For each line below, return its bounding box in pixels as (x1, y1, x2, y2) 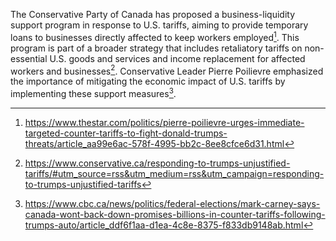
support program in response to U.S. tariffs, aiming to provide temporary (10, 19, 309, 31)
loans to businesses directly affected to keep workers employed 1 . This (10, 30, 300, 43)
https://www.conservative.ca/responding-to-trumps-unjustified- (24, 157, 291, 169)
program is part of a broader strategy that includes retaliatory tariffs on (10, 42, 303, 54)
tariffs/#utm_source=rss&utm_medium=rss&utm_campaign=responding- (24, 167, 325, 179)
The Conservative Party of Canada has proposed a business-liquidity (10, 9, 296, 20)
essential (10, 52, 48, 64)
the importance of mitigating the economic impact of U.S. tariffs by (10, 75, 286, 88)
